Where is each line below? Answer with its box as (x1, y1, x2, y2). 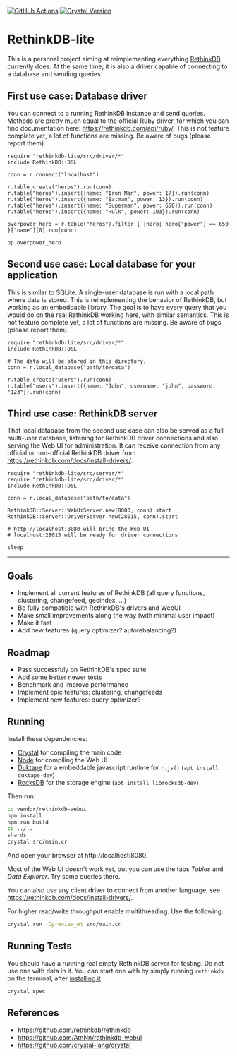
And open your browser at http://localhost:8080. (7, 851, 148, 860)
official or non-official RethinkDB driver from (7, 449, 136, 457)
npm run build (7, 819, 49, 826)
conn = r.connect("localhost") (7, 171, 99, 178)
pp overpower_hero (7, 239, 61, 246)
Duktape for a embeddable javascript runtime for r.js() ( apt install (17, 763, 219, 772)
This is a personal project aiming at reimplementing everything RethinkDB (7, 54, 221, 63)
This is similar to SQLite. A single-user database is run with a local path (7, 288, 214, 296)
